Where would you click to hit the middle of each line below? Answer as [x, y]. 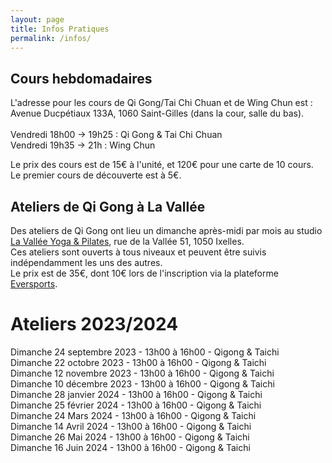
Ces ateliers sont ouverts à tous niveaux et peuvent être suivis [138, 252]
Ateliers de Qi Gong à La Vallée [108, 206]
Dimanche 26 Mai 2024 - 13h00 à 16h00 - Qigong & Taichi [130, 437]
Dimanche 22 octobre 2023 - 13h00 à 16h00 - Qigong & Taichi [138, 362]
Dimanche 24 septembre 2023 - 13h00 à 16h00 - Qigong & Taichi [145, 352]
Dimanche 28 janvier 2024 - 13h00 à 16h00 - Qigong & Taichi [136, 394]
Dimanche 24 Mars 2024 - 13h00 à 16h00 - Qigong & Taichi [133, 415]
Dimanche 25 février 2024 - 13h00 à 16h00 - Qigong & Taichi [136, 405]
